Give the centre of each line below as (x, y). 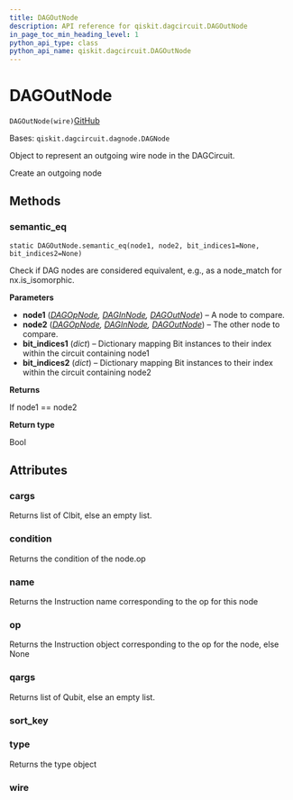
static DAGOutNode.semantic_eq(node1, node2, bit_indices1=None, (134, 245)
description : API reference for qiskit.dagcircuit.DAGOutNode (128, 26)
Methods (35, 201)
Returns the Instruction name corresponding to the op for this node (134, 602)
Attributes (38, 471)
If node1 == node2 (43, 407)
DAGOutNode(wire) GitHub (55, 121)
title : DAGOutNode (44, 18)
